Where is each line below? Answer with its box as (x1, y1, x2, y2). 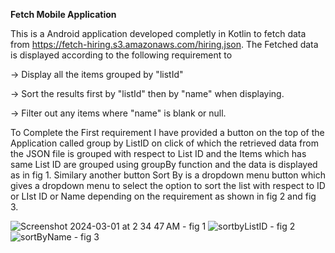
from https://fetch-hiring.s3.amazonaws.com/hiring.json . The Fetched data (10, 39, 319, 50)
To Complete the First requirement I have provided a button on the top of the (10, 127, 325, 138)
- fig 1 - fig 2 (182, 220, 296, 232)
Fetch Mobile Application (10, 9, 117, 20)
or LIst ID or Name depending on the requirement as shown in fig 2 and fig (10, 190, 317, 202)
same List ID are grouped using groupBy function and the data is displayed (10, 159, 318, 170)
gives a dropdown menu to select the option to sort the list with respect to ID (10, 180, 326, 191)
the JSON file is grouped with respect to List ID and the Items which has (10, 148, 307, 159)
